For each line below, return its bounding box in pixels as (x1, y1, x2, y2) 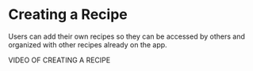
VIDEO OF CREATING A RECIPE (8, 55, 111, 65)
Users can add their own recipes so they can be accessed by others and (8, 32, 246, 41)
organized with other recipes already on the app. (8, 39, 168, 49)
